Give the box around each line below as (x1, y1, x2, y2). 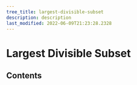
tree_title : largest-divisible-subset (6, 8, 104, 15)
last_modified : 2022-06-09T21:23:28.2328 (6, 20, 112, 26)
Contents (6, 70, 42, 81)
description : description (6, 15, 71, 21)
